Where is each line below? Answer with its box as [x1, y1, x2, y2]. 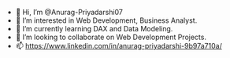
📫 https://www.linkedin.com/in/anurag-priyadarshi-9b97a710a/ [15, 42, 222, 50]
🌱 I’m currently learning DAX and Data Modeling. [15, 24, 173, 33]
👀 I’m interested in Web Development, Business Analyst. [15, 16, 198, 25]
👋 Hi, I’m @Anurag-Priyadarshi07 [15, 8, 124, 16]
